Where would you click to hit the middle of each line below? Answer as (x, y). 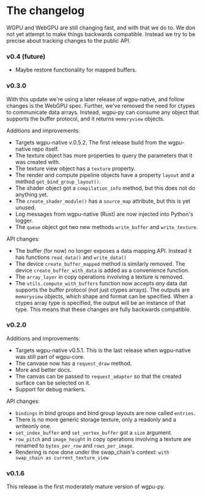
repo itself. (46, 149)
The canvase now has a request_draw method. (73, 363)
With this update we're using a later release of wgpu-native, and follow (95, 99)
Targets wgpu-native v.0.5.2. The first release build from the (91, 142)
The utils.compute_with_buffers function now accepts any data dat (101, 283)
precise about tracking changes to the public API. (69, 40)
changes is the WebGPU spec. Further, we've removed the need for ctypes (101, 105)
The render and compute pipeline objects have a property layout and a (105, 175)
